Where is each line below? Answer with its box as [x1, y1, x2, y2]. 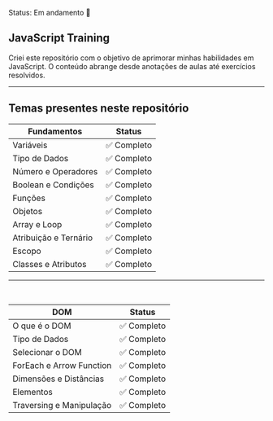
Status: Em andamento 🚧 [8, 8, 91, 17]
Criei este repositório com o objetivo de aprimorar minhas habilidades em [8, 53, 254, 63]
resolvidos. [8, 70, 46, 80]
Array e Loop [12, 218, 63, 230]
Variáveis [12, 139, 48, 151]
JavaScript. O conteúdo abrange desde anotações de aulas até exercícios [8, 61, 256, 71]
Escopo [12, 245, 42, 257]
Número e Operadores [12, 165, 98, 177]
